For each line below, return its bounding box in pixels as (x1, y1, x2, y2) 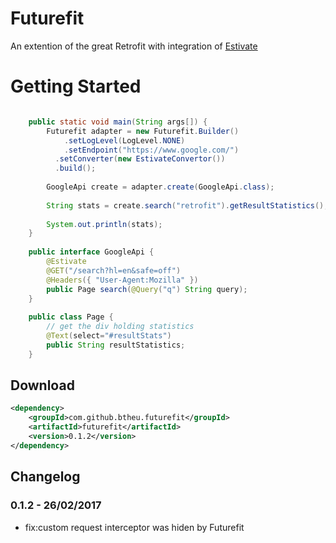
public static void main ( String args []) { (28, 117, 208, 127)
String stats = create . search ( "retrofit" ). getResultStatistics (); (46, 200, 329, 211)
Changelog (10, 468, 81, 486)
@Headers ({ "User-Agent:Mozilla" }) (46, 275, 199, 285)
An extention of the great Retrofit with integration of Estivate (10, 40, 258, 52)
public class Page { (28, 312, 114, 322)
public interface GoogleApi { (28, 247, 155, 257)
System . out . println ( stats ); (46, 219, 163, 229)
